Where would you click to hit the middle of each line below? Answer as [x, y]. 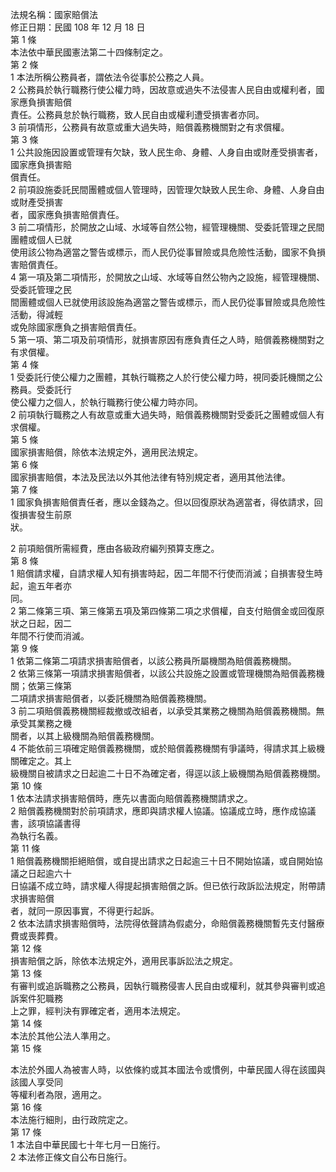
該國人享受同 [36, 1082]
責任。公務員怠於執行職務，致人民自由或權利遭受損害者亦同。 [137, 114]
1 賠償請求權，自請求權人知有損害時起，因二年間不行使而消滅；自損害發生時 [166, 573]
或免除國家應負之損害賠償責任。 [76, 327]
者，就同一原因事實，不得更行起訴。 [85, 911]
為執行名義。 [36, 836]
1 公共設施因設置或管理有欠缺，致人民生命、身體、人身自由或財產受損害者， [166, 152]
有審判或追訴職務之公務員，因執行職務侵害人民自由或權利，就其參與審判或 [163, 986]
